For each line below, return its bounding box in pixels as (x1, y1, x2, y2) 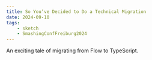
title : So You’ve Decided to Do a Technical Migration (6, 8, 147, 15)
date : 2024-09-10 (6, 14, 50, 20)
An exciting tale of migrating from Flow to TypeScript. (6, 47, 139, 54)
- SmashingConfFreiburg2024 (17, 31, 87, 37)
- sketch (17, 25, 39, 31)
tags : (6, 20, 20, 26)
